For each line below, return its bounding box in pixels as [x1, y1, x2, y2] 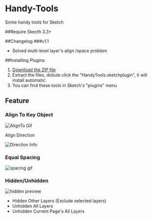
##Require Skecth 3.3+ [5, 28, 52, 34]
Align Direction [5, 132, 35, 138]
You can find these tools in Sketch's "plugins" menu [12, 82, 118, 88]
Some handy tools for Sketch [5, 19, 64, 25]
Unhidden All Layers [12, 203, 53, 209]
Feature [5, 97, 29, 105]
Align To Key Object [5, 111, 53, 118]
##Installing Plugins [5, 57, 45, 63]
